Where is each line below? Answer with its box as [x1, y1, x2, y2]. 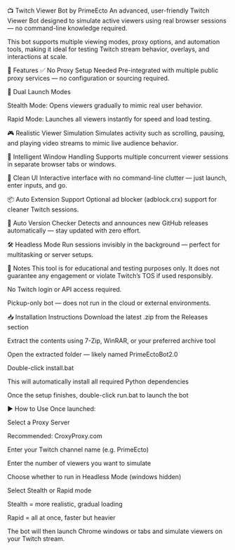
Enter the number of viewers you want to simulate [7, 459, 152, 467]
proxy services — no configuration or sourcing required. [7, 74, 170, 82]
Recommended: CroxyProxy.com [7, 432, 103, 440]
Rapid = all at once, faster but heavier [7, 513, 116, 522]
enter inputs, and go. [7, 181, 68, 189]
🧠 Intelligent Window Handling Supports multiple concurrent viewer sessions [7, 152, 229, 161]
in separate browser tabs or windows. [7, 160, 117, 168]
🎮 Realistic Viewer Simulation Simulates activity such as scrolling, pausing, [7, 129, 225, 137]
